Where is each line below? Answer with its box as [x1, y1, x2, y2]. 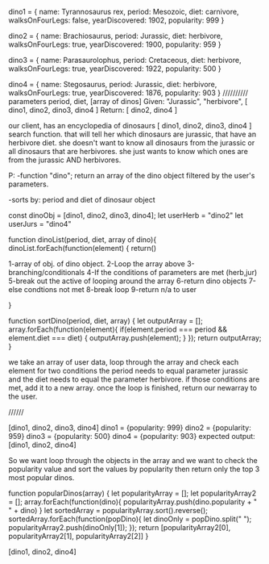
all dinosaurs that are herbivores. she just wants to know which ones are [8, 147, 248, 156]
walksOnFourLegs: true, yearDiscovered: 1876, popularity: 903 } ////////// [8, 88, 248, 98]
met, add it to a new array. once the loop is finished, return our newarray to [8, 383, 258, 392]
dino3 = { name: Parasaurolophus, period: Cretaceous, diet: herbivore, [8, 56, 242, 65]
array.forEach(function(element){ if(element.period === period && [8, 324, 228, 334]
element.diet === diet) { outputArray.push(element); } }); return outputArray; [8, 333, 262, 342]
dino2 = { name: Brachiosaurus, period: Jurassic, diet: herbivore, [8, 31, 223, 40]
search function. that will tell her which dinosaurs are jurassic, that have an [8, 129, 256, 139]
